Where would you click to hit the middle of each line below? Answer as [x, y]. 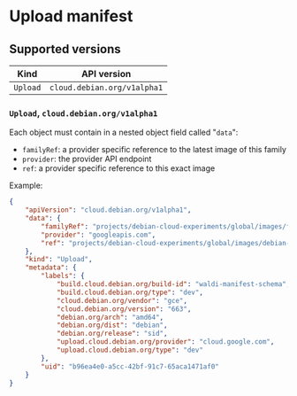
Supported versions [65, 49]
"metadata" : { [51, 268]
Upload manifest [71, 16]
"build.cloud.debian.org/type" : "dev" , [129, 292]
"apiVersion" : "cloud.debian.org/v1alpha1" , [108, 210]
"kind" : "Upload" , [59, 260]
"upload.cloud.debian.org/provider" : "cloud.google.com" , [165, 342]
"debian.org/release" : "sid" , [112, 334]
